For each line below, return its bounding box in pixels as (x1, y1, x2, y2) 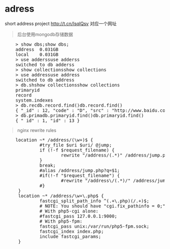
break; (39, 162, 56, 168)
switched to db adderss (15, 61, 75, 68)
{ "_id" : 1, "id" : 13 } (15, 117, 80, 123)
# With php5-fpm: (39, 218, 83, 224)
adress (5, 3, 35, 15)
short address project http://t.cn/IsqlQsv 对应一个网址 (5, 20, 117, 26)
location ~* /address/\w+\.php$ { (18, 193, 104, 199)
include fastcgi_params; (39, 233, 101, 239)
